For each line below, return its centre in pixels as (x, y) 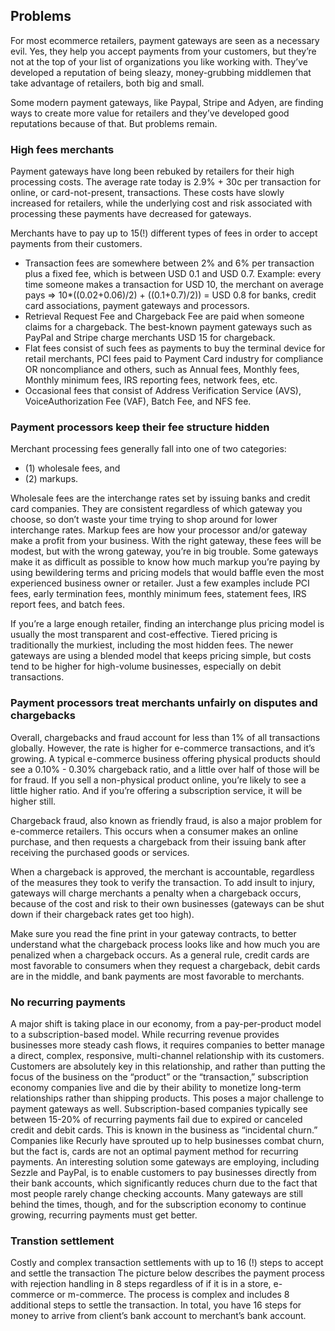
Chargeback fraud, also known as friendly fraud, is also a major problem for (166, 820)
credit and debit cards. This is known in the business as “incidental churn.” (164, 1130)
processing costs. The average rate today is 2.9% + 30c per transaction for (166, 182)
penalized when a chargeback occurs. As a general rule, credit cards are (160, 955)
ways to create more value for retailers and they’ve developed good (150, 113)
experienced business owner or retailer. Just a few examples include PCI (160, 583)
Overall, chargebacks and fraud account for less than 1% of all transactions (165, 737)
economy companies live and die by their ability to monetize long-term (156, 1087)
